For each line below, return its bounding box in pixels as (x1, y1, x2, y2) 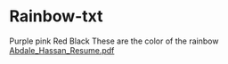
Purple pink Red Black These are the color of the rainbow (9, 36, 219, 46)
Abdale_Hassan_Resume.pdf (9, 44, 115, 55)
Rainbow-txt (9, 6, 104, 27)
